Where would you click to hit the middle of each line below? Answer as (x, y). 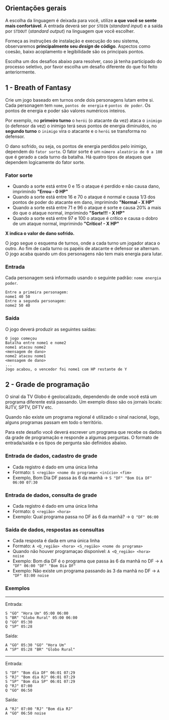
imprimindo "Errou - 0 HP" (40, 191)
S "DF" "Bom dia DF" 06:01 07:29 (40, 673)
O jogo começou (21, 338)
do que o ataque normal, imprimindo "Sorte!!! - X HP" (68, 213)
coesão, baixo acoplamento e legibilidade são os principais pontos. (75, 51)
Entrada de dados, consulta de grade (51, 495)
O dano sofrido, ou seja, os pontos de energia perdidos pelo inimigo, (76, 146)
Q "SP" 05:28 (19, 626)
